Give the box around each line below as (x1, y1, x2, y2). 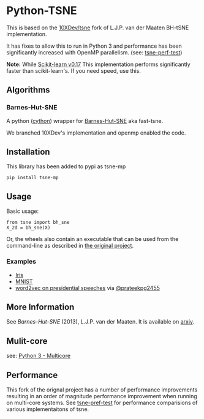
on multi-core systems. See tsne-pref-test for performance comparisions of (6, 399, 198, 406)
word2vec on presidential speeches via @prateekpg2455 (15, 284, 161, 291)
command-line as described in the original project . (6, 242, 134, 250)
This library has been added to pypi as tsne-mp (6, 163, 126, 170)
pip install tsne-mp (6, 175, 59, 181)
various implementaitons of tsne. (6, 405, 89, 413)
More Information (6, 302, 75, 312)
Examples (6, 258, 37, 266)
